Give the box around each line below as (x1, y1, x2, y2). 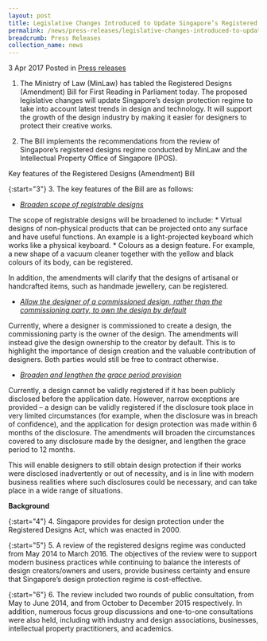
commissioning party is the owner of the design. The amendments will (8, 329, 238, 339)
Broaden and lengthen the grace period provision (19, 370, 182, 379)
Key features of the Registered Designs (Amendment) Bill (8, 169, 195, 179)
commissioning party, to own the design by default (19, 305, 187, 315)
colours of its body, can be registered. (8, 258, 133, 267)
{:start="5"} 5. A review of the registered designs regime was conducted (8, 541, 246, 550)
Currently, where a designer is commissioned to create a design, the (8, 320, 232, 331)
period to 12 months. (8, 445, 75, 454)
